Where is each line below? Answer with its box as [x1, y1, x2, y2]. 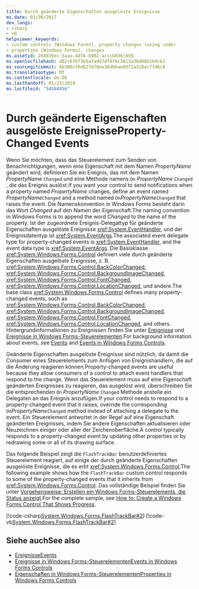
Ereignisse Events [14, 551, 57, 558]
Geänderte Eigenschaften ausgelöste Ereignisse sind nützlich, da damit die [6, 351, 189, 358]
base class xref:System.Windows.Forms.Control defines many [6, 288, 158, 295]
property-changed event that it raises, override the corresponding [6, 401, 167, 408]
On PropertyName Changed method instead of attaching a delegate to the [6, 407, 179, 414]
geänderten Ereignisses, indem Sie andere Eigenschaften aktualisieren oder [6, 419, 191, 427]
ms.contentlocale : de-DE [6, 75, 68, 81]
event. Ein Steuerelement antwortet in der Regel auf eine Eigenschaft [6, 413, 175, 421]
